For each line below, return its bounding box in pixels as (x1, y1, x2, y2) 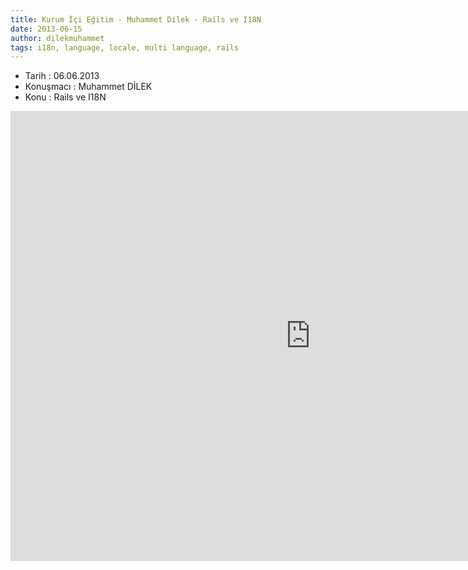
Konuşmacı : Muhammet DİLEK (24, 81, 153, 93)
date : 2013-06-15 (10, 24, 83, 34)
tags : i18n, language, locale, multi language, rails (10, 42, 240, 53)
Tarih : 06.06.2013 (24, 70, 100, 82)
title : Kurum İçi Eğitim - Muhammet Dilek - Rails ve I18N (10, 14, 262, 25)
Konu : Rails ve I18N (24, 91, 107, 103)
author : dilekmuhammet (10, 33, 105, 43)
